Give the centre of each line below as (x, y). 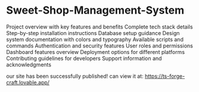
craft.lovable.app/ (28, 82)
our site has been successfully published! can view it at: (75, 76)
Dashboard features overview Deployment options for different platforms (96, 52)
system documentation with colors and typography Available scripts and (95, 39)
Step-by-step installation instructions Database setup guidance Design (93, 33)
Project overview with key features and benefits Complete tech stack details (99, 27)
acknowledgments (29, 64)
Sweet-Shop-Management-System (95, 10)
